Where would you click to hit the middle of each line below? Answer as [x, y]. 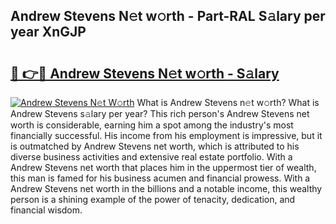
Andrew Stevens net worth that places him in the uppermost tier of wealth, [163, 167]
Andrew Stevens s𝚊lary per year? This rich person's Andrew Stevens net [160, 113]
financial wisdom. [46, 210]
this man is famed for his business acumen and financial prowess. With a [160, 178]
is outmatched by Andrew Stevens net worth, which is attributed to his [155, 146]
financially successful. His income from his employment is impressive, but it [166, 135]
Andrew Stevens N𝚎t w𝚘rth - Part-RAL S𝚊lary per [168, 16]
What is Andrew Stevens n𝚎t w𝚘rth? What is [228, 102]
